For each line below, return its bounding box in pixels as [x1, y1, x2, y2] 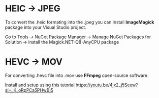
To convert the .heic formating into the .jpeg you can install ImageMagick [5, 19, 154, 25]
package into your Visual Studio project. [5, 24, 86, 30]
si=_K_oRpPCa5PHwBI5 [5, 87, 54, 93]
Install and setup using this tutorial [5, 82, 75, 88]
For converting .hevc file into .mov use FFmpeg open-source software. [5, 72, 149, 78]
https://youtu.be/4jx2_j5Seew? [75, 82, 138, 88]
